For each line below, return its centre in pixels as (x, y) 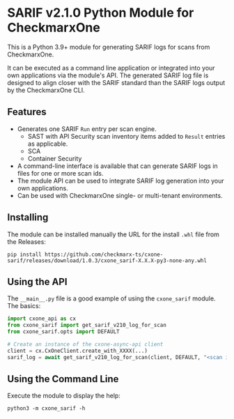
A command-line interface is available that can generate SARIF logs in (117, 166)
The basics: (24, 306)
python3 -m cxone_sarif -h (46, 409)
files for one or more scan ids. (60, 173)
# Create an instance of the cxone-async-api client (85, 344)
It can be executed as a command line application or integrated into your (111, 68)
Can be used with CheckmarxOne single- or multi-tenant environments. (120, 195)
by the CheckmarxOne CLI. (46, 90)
